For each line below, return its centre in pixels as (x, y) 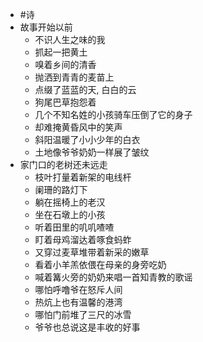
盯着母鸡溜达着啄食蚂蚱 (83, 239)
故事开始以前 (46, 27)
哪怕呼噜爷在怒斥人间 (78, 289)
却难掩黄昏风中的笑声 (78, 127)
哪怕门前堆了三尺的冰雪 (83, 314)
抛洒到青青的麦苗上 (74, 77)
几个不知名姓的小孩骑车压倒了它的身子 (113, 114)
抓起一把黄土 (61, 52)
